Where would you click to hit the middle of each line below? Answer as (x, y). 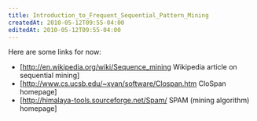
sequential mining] (50, 76)
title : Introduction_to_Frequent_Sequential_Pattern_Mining (109, 15)
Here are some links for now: (55, 52)
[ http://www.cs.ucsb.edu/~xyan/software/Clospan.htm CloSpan (123, 84)
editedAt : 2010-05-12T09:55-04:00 (65, 30)
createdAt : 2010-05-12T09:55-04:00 (66, 23)
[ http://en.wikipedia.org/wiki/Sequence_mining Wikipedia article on (128, 67)
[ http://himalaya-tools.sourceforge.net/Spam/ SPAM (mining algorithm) (134, 100)
